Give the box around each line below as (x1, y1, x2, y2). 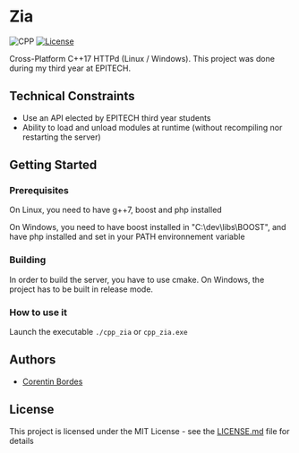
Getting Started (9, 158, 98, 173)
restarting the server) (21, 132, 101, 142)
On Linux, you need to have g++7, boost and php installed (9, 204, 222, 216)
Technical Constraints (9, 89, 135, 104)
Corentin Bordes (21, 376, 83, 387)
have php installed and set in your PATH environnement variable (9, 231, 245, 243)
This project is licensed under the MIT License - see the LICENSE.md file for (9, 425, 290, 436)
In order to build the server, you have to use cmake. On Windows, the (9, 274, 265, 285)
